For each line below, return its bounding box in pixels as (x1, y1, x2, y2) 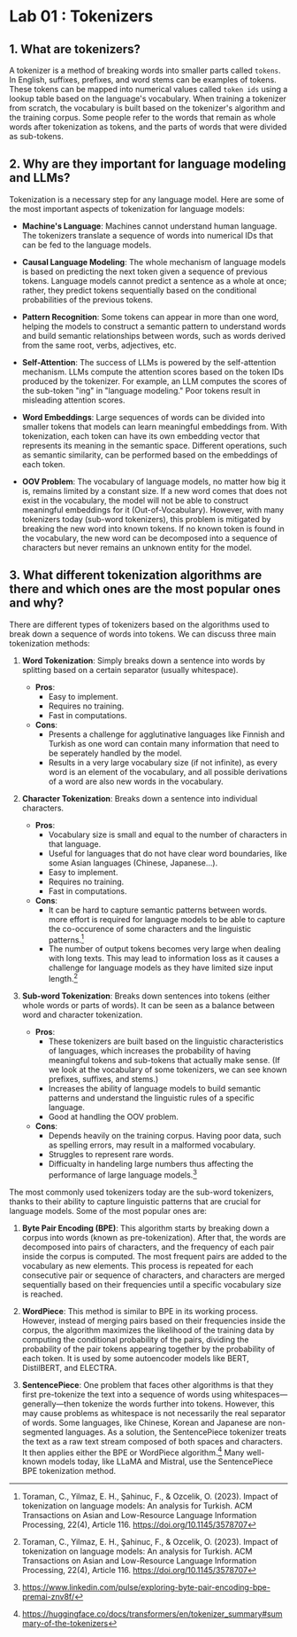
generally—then (21, 1398, 81, 1409)
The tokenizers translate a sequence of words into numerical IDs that (21, 230, 274, 240)
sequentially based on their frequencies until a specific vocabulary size (21, 1279, 282, 1289)
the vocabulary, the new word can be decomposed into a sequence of (21, 532, 278, 543)
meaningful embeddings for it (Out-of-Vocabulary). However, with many (21, 504, 285, 515)
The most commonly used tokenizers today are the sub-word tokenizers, (9, 1187, 274, 1197)
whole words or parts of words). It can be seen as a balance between (21, 999, 276, 1010)
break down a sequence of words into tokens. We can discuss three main (9, 628, 277, 639)
